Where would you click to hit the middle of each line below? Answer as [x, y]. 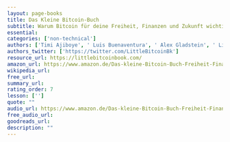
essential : [23, 32]
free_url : [21, 77]
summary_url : [26, 83]
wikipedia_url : [29, 70]
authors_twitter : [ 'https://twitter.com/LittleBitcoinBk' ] [93, 52]
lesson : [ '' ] [26, 96]
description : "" [30, 128]
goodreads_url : [29, 121]
